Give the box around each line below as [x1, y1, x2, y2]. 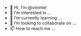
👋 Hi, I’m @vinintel [9, 5, 47, 10]
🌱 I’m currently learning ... [9, 15, 62, 20]
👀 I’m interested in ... [9, 10, 52, 16]
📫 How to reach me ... [9, 26, 55, 31]
